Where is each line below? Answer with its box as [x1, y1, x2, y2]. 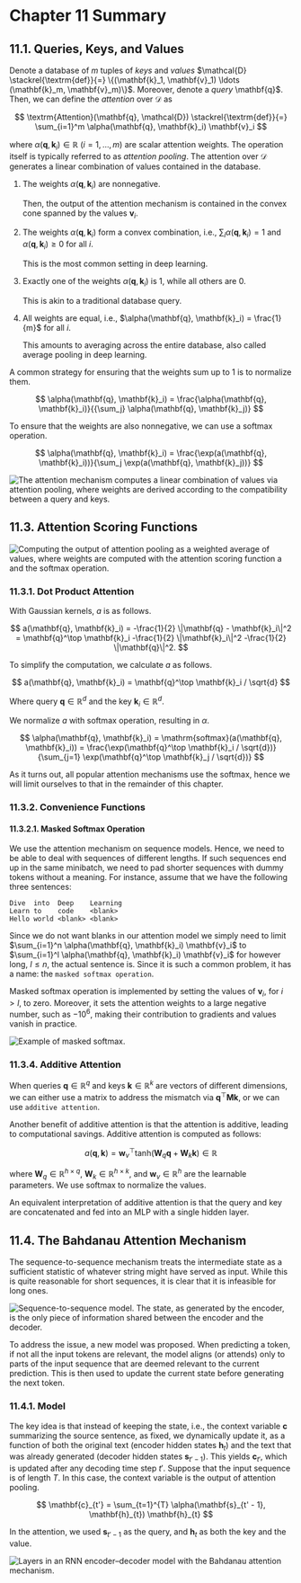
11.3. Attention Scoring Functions [9, 520, 198, 535]
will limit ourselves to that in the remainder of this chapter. [9, 778, 224, 789]
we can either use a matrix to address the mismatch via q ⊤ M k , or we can [9, 1089, 280, 1102]
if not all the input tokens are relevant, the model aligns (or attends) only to [9, 1349, 286, 1360]
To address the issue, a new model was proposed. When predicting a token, [9, 1339, 290, 1350]
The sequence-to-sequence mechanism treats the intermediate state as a [9, 1257, 283, 1267]
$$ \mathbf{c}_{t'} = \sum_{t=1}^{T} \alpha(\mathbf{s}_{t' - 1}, [35, 1499, 267, 1510]
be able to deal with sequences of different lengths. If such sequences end [9, 853, 288, 864]
